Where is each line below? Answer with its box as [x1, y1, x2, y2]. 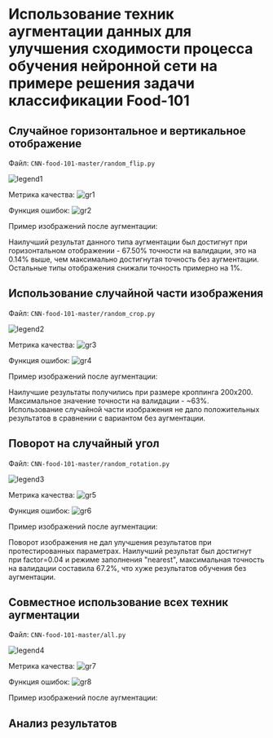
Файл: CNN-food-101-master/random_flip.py [8, 158, 156, 168]
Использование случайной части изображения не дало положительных [8, 404, 260, 414]
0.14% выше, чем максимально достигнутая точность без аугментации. [8, 254, 259, 264]
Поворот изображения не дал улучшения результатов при [8, 537, 212, 547]
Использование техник [8, 5, 174, 24]
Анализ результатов [8, 716, 117, 730]
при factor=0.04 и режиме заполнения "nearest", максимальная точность [8, 555, 265, 564]
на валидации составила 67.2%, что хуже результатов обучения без [8, 563, 247, 573]
